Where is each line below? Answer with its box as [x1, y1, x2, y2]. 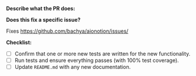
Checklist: [6, 39, 32, 46]
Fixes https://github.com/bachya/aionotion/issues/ [6, 27, 128, 34]
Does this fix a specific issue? [6, 16, 81, 23]
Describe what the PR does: [6, 5, 75, 12]
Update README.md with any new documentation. [14, 64, 131, 71]
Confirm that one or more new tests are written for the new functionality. [14, 50, 191, 57]
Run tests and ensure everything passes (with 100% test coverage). [14, 57, 180, 64]
